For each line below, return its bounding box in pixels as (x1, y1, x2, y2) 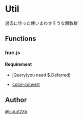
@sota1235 (5, 109, 28, 115)
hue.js (5, 49, 21, 56)
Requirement (5, 61, 32, 67)
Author (5, 96, 27, 104)
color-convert (12, 81, 40, 87)
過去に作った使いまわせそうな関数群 (5, 20, 78, 26)
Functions (5, 35, 37, 43)
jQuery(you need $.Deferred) (12, 72, 71, 78)
